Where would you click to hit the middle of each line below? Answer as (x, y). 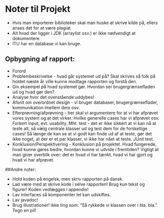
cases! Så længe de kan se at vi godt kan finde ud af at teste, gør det (82, 133)
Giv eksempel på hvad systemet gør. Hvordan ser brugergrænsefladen (84, 87)
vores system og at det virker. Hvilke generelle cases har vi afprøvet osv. (86, 118)
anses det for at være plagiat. (42, 28)
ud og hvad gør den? (33, 92)
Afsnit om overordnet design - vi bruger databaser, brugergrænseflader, (85, 102)
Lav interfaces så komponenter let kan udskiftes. (61, 194)
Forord (19, 71)
